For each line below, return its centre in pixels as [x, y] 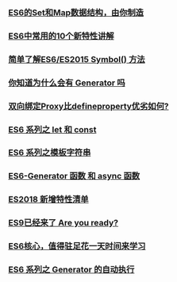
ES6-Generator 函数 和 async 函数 [74, 176]
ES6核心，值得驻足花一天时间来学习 [77, 246]
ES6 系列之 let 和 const [52, 129]
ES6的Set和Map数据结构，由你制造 [76, 12]
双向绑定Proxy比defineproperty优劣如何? [88, 106]
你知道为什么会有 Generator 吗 [67, 83]
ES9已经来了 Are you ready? [63, 223]
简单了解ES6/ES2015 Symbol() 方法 [77, 59]
